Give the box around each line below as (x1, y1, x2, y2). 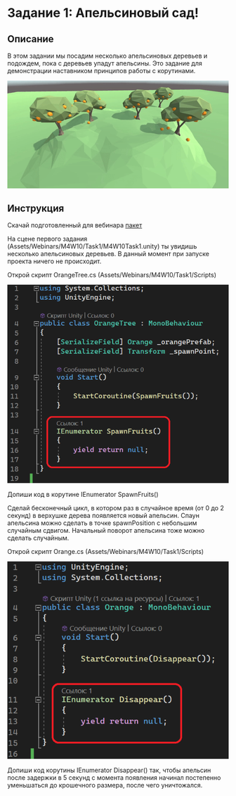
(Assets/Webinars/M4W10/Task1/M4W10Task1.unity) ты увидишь (7, 242, 197, 251)
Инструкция (7, 202, 65, 214)
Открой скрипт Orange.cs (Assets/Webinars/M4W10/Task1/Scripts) (7, 548, 204, 556)
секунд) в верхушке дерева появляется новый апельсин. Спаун (7, 512, 200, 520)
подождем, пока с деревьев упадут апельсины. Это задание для (7, 59, 202, 68)
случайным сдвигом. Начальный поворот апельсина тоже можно (7, 526, 205, 535)
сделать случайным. (7, 533, 70, 543)
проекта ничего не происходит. (7, 257, 102, 265)
